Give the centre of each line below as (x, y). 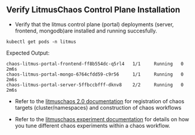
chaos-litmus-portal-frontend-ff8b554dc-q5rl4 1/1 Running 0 (95, 64)
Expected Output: (28, 53)
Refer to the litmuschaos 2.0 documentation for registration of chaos (100, 101)
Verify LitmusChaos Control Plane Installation (93, 10)
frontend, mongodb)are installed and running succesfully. (86, 31)
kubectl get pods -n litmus (41, 41)
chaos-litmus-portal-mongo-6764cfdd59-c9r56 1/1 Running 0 (95, 74)
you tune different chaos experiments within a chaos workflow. (93, 125)
